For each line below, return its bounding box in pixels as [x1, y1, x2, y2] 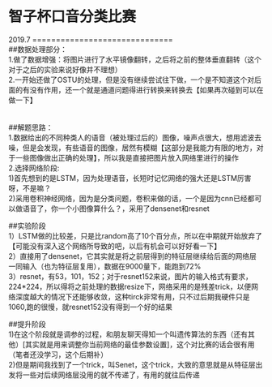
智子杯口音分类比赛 [8, 7, 137, 26]
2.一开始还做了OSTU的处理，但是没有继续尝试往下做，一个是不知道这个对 [8, 75, 255, 84]
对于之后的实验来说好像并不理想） [8, 64, 122, 74]
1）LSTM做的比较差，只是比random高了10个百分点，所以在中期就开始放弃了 [8, 230, 263, 240]
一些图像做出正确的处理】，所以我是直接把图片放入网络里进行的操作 [15, 153, 239, 162]
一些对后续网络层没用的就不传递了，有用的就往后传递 [22, 370, 200, 380]
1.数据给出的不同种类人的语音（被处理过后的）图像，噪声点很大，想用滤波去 [8, 132, 261, 142]
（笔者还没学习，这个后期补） [8, 350, 108, 359]
